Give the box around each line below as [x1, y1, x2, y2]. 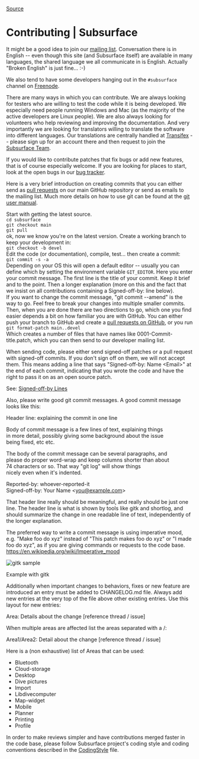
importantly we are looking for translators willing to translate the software [6, 125, 185, 133]
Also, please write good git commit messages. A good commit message [6, 396, 181, 403]
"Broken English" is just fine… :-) [6, 64, 86, 71]
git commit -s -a [6, 256, 49, 262]
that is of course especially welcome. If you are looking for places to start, [6, 162, 187, 169]
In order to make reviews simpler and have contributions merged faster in [6, 733, 185, 741]
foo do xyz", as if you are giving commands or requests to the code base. [6, 541, 185, 548]
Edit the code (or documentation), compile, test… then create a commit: [6, 250, 181, 258]
